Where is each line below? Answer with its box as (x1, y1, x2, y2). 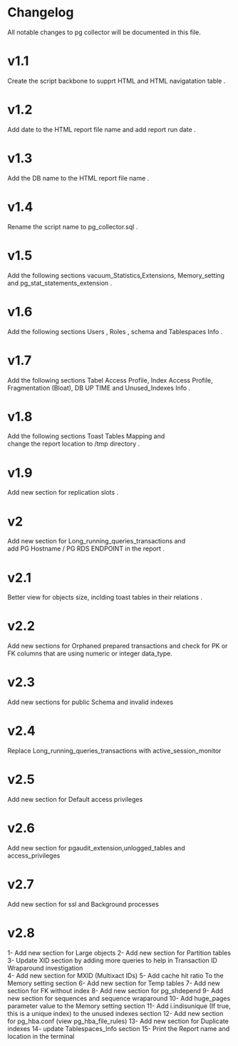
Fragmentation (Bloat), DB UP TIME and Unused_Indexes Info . (7, 383, 191, 392)
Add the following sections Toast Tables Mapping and (7, 432, 165, 441)
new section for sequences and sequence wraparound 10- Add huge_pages (7, 994, 231, 1002)
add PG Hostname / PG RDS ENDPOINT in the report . (7, 544, 165, 553)
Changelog (7, 4, 74, 21)
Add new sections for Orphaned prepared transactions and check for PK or (7, 642, 228, 650)
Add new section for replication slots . (7, 488, 119, 497)
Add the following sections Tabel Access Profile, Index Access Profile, (7, 376, 213, 384)
